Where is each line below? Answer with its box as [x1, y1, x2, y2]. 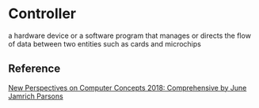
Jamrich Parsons [8, 91, 63, 101]
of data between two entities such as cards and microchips [8, 39, 202, 48]
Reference [8, 62, 61, 76]
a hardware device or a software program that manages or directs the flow [8, 31, 252, 40]
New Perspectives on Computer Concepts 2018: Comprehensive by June [8, 83, 247, 92]
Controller [8, 5, 77, 23]
